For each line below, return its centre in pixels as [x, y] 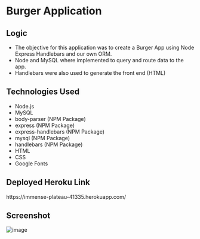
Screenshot [28, 216]
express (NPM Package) [44, 125]
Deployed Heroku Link [48, 182]
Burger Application [54, 11]
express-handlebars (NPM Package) [60, 131]
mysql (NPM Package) [42, 138]
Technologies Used [43, 92]
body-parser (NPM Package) [50, 119]
